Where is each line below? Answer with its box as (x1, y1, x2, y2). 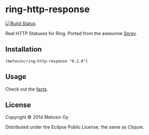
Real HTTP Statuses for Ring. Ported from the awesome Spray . (5, 30, 137, 36)
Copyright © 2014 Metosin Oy (5, 114, 69, 120)
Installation (5, 45, 42, 54)
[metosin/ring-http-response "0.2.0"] (5, 59, 88, 64)
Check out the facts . (5, 86, 49, 92)
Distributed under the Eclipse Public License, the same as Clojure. (5, 124, 144, 130)
